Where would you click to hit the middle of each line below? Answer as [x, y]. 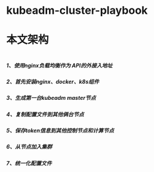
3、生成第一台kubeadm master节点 [51, 98]
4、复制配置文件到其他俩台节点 [45, 114]
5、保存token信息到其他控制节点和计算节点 [60, 131]
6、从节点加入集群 [29, 147]
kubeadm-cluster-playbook [77, 11]
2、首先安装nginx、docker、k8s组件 [53, 81]
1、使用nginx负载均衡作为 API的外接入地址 [59, 65]
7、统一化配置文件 [29, 163]
